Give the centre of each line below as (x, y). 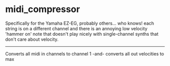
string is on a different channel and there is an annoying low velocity (76, 28)
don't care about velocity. (32, 39)
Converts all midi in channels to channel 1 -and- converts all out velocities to (85, 53)
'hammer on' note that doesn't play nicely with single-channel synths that (82, 34)
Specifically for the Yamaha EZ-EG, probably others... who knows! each (80, 23)
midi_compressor (42, 9)
